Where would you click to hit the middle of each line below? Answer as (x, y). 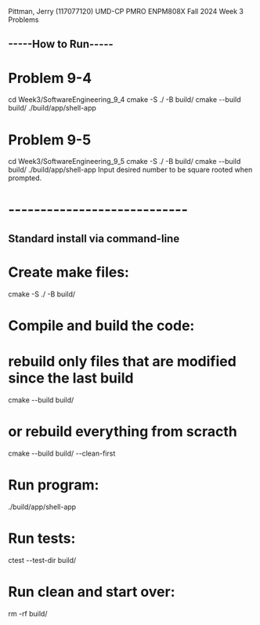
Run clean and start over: (92, 592)
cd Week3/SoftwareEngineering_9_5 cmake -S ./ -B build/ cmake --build (125, 162)
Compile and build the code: (101, 325)
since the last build (71, 378)
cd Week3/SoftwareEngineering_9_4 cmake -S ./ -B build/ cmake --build (125, 100)
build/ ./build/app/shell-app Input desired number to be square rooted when (130, 170)
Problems (23, 20)
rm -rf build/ (28, 613)
